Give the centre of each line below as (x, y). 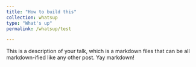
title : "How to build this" (42, 12)
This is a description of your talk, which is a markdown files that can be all (98, 51)
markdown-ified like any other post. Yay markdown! (70, 57)
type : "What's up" (29, 23)
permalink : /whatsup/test (39, 29)
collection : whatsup (32, 18)
